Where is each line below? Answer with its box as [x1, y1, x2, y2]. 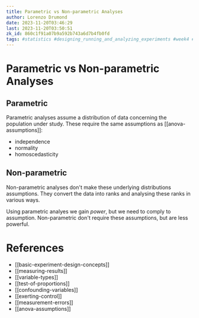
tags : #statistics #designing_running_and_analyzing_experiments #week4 [6, 36, 190, 42]
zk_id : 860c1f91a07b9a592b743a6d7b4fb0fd [6, 31, 110, 37]
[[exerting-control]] [14, 292, 62, 300]
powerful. [6, 221, 30, 228]
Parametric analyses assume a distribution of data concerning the [6, 114, 167, 121]
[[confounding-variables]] [14, 286, 78, 293]
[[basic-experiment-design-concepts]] [14, 261, 110, 268]
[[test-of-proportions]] [14, 280, 70, 287]
